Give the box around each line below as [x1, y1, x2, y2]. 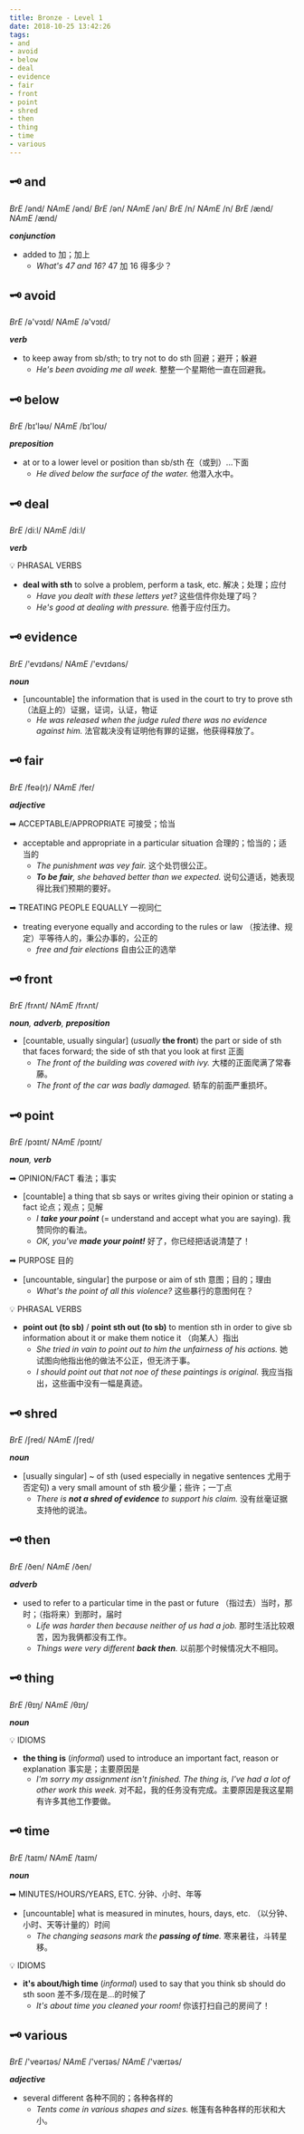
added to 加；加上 [22, 248, 90, 259]
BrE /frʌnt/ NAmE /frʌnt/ [9, 1000, 100, 1011]
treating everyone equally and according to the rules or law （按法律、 [22, 921, 285, 932]
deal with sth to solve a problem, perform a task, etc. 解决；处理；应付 [22, 579, 287, 590]
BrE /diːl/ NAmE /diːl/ [9, 525, 86, 536]
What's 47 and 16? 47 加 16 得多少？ [35, 260, 173, 271]
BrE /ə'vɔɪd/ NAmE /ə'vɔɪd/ [9, 316, 110, 327]
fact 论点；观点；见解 [22, 1202, 104, 1212]
